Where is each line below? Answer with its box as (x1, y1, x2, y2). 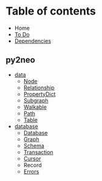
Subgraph (23, 97, 49, 104)
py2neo (5, 55, 36, 65)
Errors (23, 168, 39, 175)
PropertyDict (23, 90, 56, 98)
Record (23, 161, 42, 168)
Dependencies (14, 37, 52, 44)
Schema (23, 142, 45, 149)
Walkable (23, 103, 47, 111)
